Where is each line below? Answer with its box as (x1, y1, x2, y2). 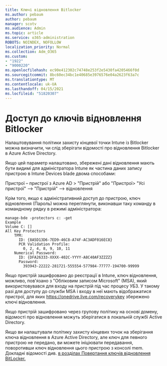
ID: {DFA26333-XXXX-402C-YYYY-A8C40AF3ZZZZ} (18, 255, 113, 260)
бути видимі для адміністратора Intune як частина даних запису (5, 165, 142, 171)
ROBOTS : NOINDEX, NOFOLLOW (5, 40, 61, 45)
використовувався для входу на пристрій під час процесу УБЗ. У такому (5, 283, 160, 289)
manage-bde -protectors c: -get (5, 215, 72, 220)
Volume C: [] (5, 224, 32, 229)
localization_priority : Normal (5, 44, 70, 49)
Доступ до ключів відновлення (5, 112, 142, 124)
